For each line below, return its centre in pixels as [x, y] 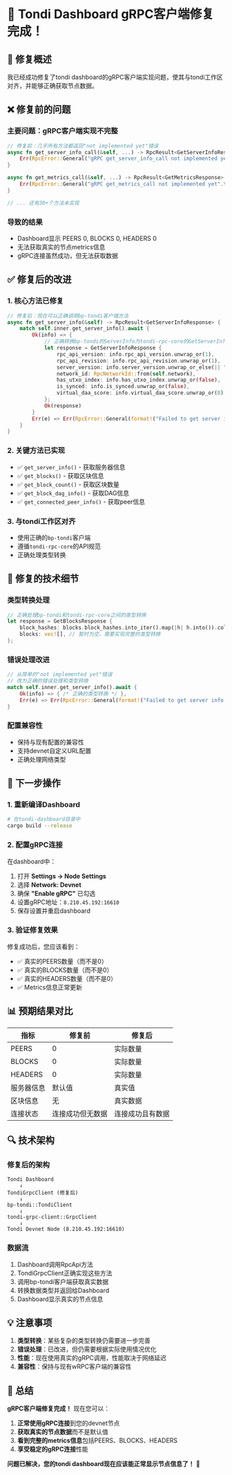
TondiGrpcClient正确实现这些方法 [65, 1273]
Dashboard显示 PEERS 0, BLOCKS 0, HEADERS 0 [87, 238]
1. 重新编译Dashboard [44, 805]
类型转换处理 [29, 601]
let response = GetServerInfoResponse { [103, 348]
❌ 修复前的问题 [39, 110]
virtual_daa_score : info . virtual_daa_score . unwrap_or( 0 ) [140, 393]
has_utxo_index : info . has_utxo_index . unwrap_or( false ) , [138, 380]
